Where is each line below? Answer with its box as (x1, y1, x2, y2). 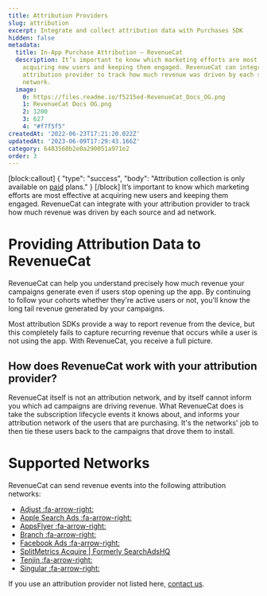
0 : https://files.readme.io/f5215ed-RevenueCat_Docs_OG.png (22, 93, 226, 101)
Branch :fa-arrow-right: (19, 529, 97, 539)
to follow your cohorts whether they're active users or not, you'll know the (8, 296, 250, 305)
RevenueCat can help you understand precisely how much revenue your (8, 279, 245, 288)
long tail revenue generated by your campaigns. (8, 304, 165, 314)
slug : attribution (8, 19, 69, 27)
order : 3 (8, 152, 37, 160)
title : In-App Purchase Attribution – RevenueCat (15, 48, 183, 56)
